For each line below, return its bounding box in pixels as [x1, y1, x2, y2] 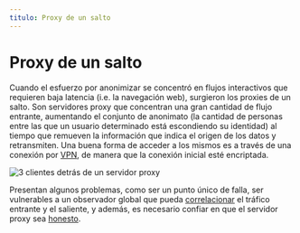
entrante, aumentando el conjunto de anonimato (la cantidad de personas [9, 110, 283, 122]
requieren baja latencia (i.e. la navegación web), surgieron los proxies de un [9, 91, 291, 102]
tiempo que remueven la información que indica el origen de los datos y [9, 130, 277, 141]
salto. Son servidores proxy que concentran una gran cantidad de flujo [9, 101, 273, 112]
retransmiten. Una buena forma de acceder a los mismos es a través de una [9, 139, 292, 150]
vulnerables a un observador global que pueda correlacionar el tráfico [9, 193, 270, 204]
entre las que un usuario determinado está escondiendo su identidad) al [9, 120, 277, 131]
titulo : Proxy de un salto [9, 13, 111, 23]
